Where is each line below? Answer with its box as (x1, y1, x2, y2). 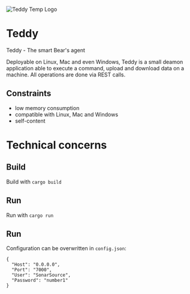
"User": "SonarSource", (11, 272, 71, 278)
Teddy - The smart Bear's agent (6, 46, 86, 54)
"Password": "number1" (11, 277, 68, 284)
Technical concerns (6, 138, 107, 152)
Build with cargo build (6, 178, 62, 185)
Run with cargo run (6, 211, 54, 219)
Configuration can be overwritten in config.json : (6, 245, 127, 252)
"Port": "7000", (11, 267, 52, 273)
